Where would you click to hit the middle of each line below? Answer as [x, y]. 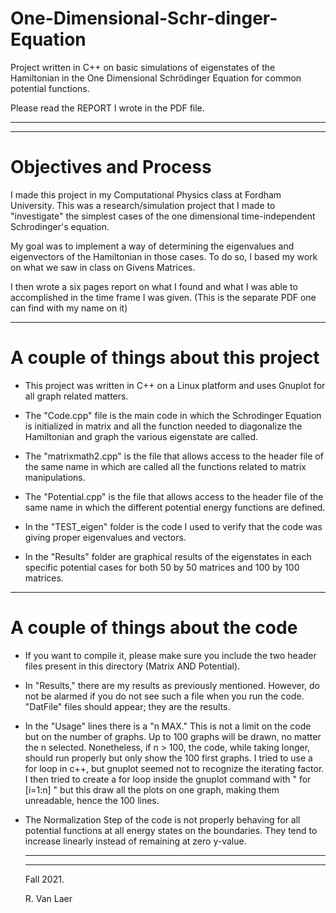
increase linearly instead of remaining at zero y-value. [135, 841]
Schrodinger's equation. [60, 226]
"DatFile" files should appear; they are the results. [127, 706]
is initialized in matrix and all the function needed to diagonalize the [163, 426]
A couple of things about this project [165, 358]
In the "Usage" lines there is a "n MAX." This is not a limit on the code [168, 726]
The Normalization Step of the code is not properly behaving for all [162, 819]
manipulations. [55, 477]
